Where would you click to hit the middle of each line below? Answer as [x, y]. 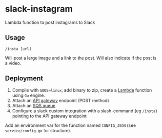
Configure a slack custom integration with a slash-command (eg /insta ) [85, 111]
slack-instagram [39, 9]
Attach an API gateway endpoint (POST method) [61, 100]
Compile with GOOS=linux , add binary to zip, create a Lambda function [82, 90]
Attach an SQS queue [34, 105]
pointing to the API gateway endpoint [49, 116]
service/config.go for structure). [38, 130]
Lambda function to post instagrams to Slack [50, 22]
